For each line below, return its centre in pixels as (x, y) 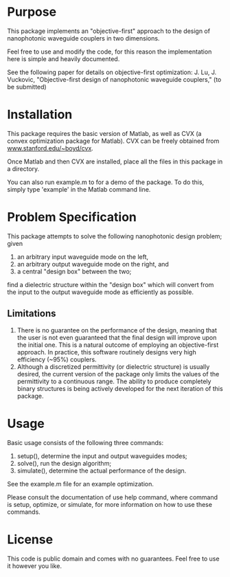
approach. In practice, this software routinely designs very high (107, 352)
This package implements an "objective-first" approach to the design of (109, 31)
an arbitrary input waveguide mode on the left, (83, 257)
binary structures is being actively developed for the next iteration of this (120, 388)
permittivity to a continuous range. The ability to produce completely (114, 381)
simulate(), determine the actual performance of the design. (102, 471)
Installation (40, 115)
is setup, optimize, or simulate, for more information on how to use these (110, 504)
